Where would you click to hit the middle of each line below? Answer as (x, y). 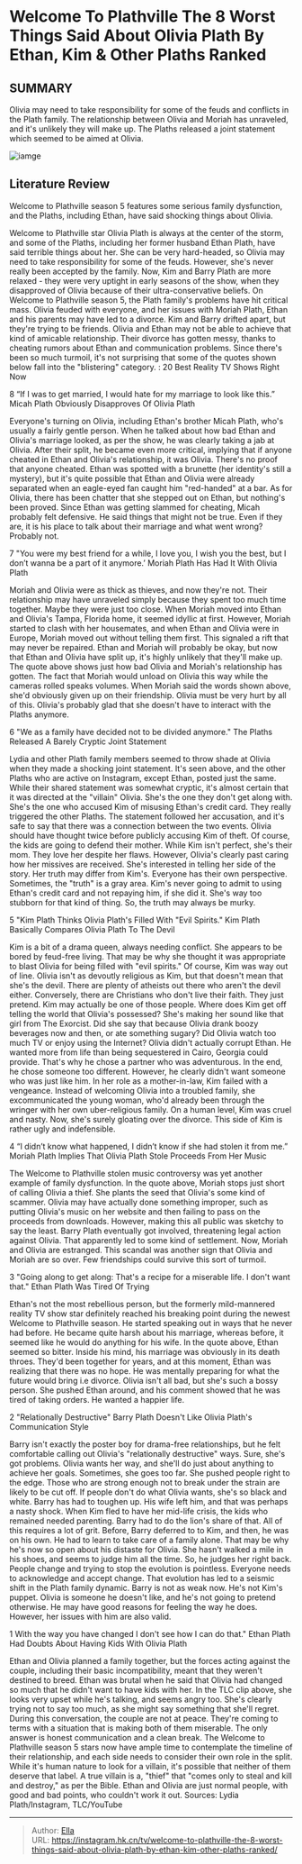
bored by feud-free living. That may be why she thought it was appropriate (147, 956)
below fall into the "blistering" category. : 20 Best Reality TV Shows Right (145, 367)
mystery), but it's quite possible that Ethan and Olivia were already (132, 478)
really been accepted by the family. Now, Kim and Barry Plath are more (140, 271)
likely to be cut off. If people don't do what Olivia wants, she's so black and (148, 1492)
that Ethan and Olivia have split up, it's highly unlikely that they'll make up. (146, 657)
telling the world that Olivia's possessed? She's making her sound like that (147, 1014)
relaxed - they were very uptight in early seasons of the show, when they (144, 280)
